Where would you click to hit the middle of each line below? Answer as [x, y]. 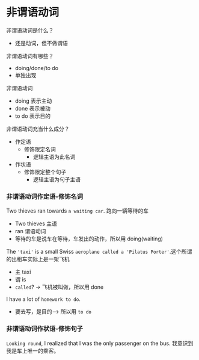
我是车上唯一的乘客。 [32, 350]
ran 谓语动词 [30, 231]
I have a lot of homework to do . [44, 299]
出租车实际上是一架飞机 [40, 259]
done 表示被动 [33, 108]
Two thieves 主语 [36, 223]
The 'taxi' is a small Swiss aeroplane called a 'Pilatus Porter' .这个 [94, 252]
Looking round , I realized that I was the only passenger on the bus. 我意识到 [100, 343]
